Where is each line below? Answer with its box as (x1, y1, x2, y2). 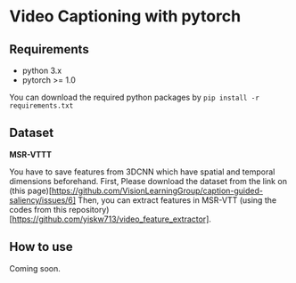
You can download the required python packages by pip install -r (9, 92, 260, 102)
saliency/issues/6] (9, 194, 77, 206)
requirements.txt (9, 101, 74, 110)
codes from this (9, 204, 67, 214)
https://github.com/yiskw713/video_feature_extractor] (12, 214, 210, 224)
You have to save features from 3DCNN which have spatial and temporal (9, 166, 275, 177)
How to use (9, 239, 73, 255)
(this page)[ (9, 185, 53, 196)
